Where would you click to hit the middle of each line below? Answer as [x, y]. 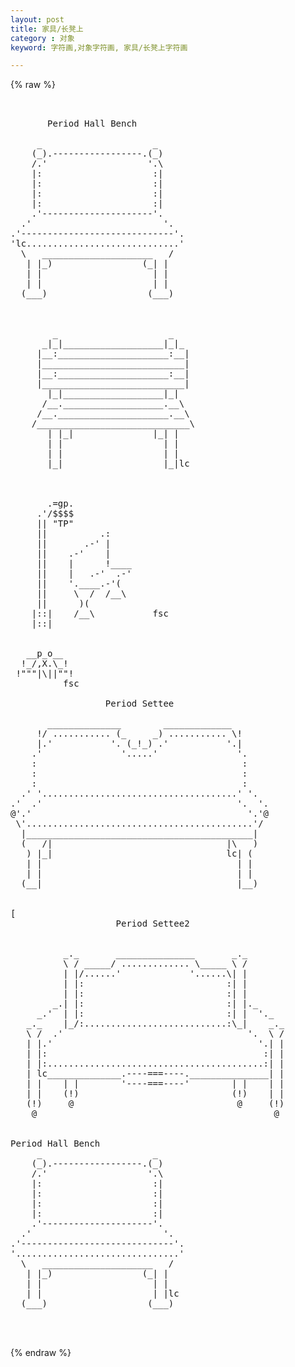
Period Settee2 [152, 924]
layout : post [37, 19]
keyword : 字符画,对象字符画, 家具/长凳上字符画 [99, 47]
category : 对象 [42, 38]
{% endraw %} [41, 1353]
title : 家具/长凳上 [47, 29]
